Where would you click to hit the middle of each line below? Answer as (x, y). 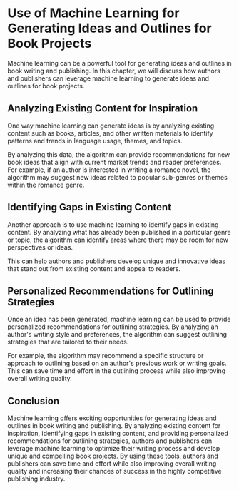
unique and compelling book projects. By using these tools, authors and (113, 456)
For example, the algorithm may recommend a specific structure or (106, 356)
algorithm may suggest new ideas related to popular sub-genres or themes (118, 177)
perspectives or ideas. (40, 247)
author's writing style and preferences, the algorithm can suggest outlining (117, 335)
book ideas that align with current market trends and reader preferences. (115, 162)
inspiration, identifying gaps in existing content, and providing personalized (118, 434)
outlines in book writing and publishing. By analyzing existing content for (114, 426)
